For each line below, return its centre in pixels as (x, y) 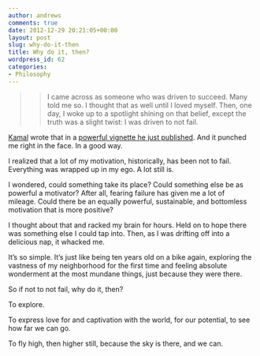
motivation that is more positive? (61, 209)
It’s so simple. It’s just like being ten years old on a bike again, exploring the (130, 257)
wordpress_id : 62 (37, 60)
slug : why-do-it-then (44, 45)
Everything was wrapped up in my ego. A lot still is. (91, 169)
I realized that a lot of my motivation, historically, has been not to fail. (120, 161)
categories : (28, 67)
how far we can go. (39, 328)
